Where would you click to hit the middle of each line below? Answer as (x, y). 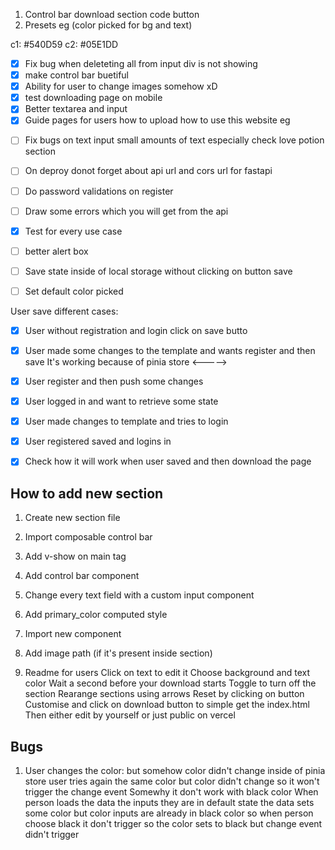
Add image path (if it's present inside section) (118, 653)
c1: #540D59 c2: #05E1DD (64, 44)
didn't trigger (52, 834)
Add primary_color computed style (96, 615)
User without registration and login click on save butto (136, 330)
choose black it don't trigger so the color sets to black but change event (173, 823)
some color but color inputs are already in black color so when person (169, 813)
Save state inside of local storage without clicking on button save (158, 271)
